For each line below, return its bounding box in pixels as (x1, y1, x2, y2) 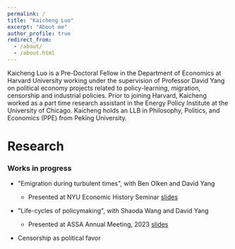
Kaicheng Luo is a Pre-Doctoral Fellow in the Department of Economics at (7, 68, 222, 77)
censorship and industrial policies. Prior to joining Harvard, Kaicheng (7, 91, 207, 99)
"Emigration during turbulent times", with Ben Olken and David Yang (17, 179, 215, 188)
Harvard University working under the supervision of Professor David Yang (7, 76, 225, 84)
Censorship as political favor (17, 234, 101, 243)
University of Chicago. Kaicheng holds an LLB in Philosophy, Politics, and (7, 106, 220, 115)
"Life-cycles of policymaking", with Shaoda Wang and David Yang (17, 207, 210, 215)
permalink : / (7, 10, 46, 18)
